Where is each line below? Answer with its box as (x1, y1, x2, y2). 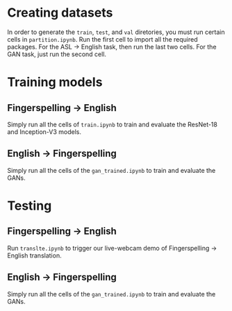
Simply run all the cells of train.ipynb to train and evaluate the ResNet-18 (7, 120, 217, 128)
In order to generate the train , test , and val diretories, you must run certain (7, 28, 225, 36)
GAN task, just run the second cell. (7, 50, 106, 58)
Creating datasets (7, 5, 113, 21)
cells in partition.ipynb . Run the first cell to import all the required (7, 35, 198, 43)
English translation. (7, 251, 62, 260)
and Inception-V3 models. (7, 127, 82, 136)
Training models (7, 74, 103, 90)
